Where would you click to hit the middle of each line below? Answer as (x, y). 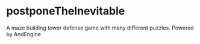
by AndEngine (23, 34)
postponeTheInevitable (66, 11)
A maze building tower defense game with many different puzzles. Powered (100, 28)
